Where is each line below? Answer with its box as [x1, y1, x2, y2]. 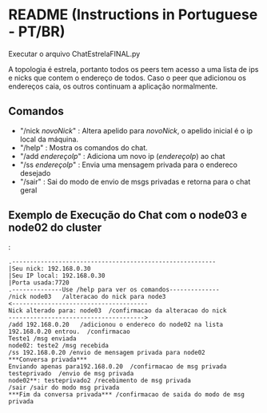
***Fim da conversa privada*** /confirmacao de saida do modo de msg [8, 390, 245, 399]
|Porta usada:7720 [8, 278, 70, 287]
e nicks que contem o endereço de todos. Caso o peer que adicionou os [8, 73, 246, 82]
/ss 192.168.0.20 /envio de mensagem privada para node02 [8, 348, 205, 356]
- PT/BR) [8, 22, 66, 41]
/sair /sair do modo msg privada [8, 383, 120, 391]
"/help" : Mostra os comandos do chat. [19, 142, 148, 153]
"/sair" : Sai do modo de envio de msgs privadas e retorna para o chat [19, 177, 251, 186]
